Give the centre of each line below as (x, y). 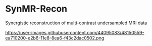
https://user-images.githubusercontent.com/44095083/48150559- (75, 32)
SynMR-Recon (36, 9)
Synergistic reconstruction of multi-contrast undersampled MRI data (76, 23)
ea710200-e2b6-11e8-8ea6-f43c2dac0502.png (55, 38)
